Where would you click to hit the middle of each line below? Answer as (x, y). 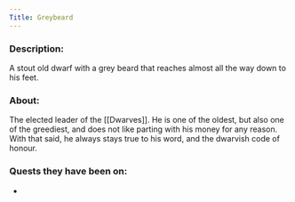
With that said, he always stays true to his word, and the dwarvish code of (144, 139)
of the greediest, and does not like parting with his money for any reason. (144, 129)
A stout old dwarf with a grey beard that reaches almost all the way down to (148, 68)
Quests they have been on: (68, 172)
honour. (24, 149)
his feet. (24, 77)
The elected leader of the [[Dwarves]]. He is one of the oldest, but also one (147, 120)
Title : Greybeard (41, 17)
